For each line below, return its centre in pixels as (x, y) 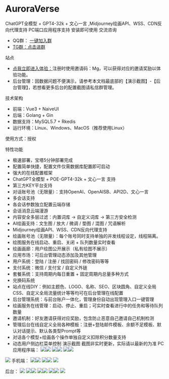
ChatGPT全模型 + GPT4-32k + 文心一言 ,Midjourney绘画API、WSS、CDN (81, 23)
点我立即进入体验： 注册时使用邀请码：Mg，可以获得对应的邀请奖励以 (84, 68)
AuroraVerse (32, 9)
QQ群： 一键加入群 (32, 40)
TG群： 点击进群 (29, 47)
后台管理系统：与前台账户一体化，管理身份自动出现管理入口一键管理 (83, 299)
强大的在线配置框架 (33, 173)
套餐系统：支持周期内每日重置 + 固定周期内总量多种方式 (70, 274)
